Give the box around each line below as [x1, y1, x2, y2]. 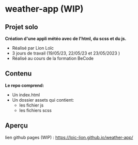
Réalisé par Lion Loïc [12, 45, 54, 51]
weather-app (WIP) [5, 3, 84, 15]
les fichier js [19, 102, 44, 108]
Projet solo [5, 23, 38, 31]
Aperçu [5, 122, 28, 130]
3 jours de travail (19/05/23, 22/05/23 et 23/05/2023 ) [12, 50, 120, 56]
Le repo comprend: [5, 82, 45, 88]
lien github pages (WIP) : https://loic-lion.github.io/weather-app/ [5, 134, 133, 140]
